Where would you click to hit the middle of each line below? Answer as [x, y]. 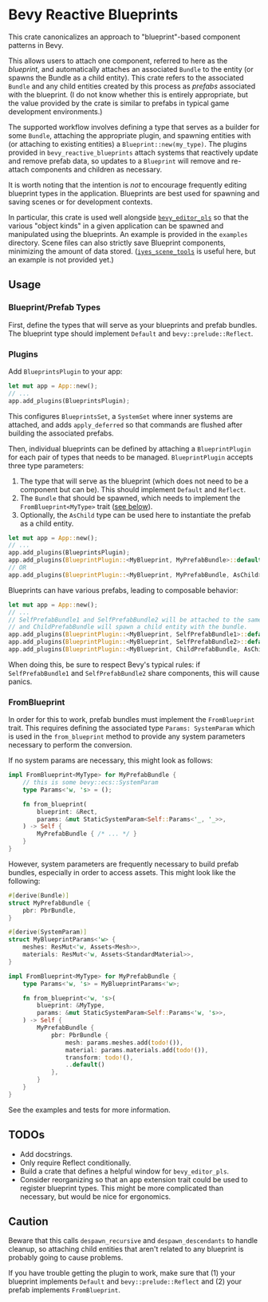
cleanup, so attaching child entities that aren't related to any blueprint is [126, 1249]
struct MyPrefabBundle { [49, 903]
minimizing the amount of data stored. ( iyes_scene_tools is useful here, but [132, 251]
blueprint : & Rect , [67, 811]
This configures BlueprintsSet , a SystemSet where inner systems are [121, 416]
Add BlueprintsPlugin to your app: [65, 371]
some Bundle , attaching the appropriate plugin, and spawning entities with [130, 135]
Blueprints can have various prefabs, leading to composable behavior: [123, 590]
